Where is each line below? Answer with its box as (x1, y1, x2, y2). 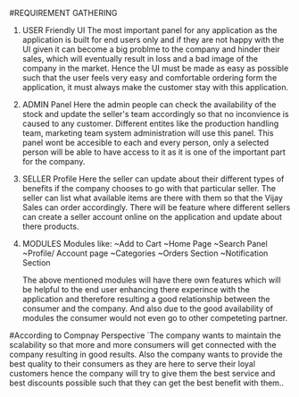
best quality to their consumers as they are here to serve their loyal (9, 359, 256, 369)
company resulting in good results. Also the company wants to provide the (9, 349, 283, 359)
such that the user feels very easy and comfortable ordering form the (21, 72, 278, 83)
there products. (21, 221, 79, 232)
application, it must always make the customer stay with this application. (21, 82, 288, 92)
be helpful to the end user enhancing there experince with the (21, 284, 250, 294)
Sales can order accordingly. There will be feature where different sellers (21, 202, 291, 213)
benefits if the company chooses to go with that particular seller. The (21, 183, 277, 193)
